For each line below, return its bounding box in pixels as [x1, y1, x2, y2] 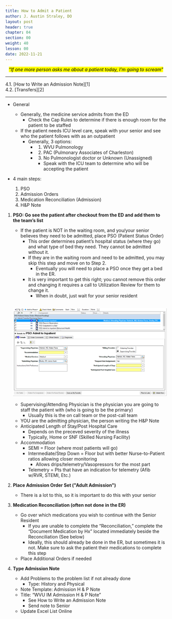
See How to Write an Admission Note [28, 597, 106, 603]
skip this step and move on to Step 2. [28, 259, 106, 266]
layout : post [5, 19, 33, 24]
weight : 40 [5, 41, 29, 46]
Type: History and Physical [28, 581, 85, 587]
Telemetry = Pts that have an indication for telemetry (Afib [28, 467, 151, 473]
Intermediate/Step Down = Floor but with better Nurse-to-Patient [28, 450, 165, 456]
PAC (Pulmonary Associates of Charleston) [43, 149, 134, 155]
